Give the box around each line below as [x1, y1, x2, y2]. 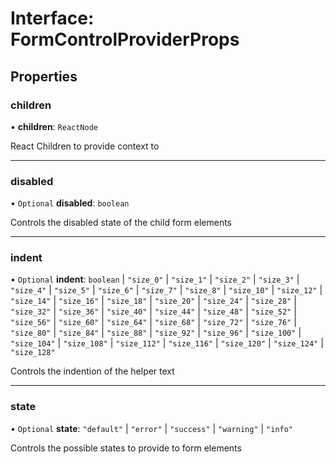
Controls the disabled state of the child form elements [10, 217, 233, 229]
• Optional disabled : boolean [10, 197, 130, 209]
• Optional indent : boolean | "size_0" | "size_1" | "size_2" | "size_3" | [10, 273, 300, 286]
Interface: [10, 7, 95, 30]
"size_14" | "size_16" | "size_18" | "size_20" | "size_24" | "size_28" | [10, 295, 297, 307]
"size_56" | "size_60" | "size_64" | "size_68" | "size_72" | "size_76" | [10, 316, 297, 328]
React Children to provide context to [10, 140, 160, 152]
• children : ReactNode [10, 120, 99, 132]
